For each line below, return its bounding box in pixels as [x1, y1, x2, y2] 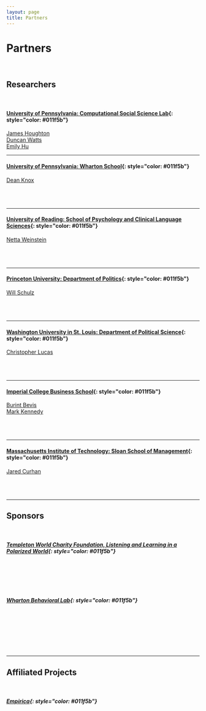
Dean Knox [6, 176, 34, 184]
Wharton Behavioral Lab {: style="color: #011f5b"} [6, 597, 138, 604]
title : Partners [6, 15, 48, 21]
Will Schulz [6, 289, 35, 297]
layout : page [6, 9, 40, 15]
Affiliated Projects [6, 667, 77, 677]
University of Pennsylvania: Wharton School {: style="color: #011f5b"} [6, 163, 190, 170]
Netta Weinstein [6, 236, 47, 243]
